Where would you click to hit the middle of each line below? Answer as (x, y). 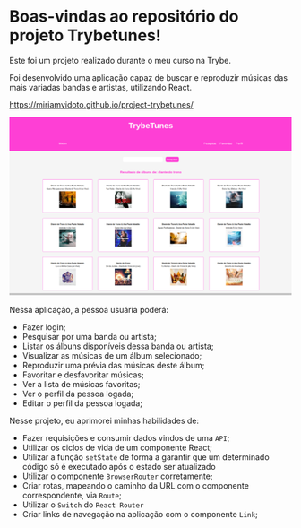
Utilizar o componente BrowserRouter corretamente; (117, 476)
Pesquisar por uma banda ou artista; (89, 337)
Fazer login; (44, 327)
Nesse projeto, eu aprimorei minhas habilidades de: (104, 421)
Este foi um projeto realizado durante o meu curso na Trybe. (120, 60)
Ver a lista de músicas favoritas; (81, 385)
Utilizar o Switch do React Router (83, 505)
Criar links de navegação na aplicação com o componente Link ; (140, 515)
